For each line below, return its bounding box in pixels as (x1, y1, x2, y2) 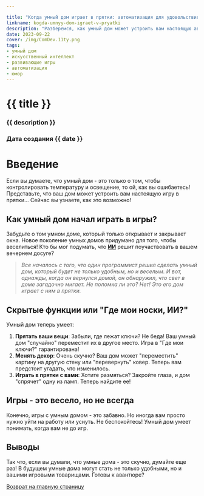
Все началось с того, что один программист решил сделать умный (21, 262, 197, 269)
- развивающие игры (6, 59, 56, 66)
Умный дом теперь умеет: (6, 321, 74, 328)
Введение (6, 157, 59, 171)
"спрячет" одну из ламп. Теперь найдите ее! (15, 378, 131, 385)
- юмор (6, 70, 23, 76)
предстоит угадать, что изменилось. (15, 365, 110, 372)
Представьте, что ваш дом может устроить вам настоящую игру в (6, 190, 179, 197)
